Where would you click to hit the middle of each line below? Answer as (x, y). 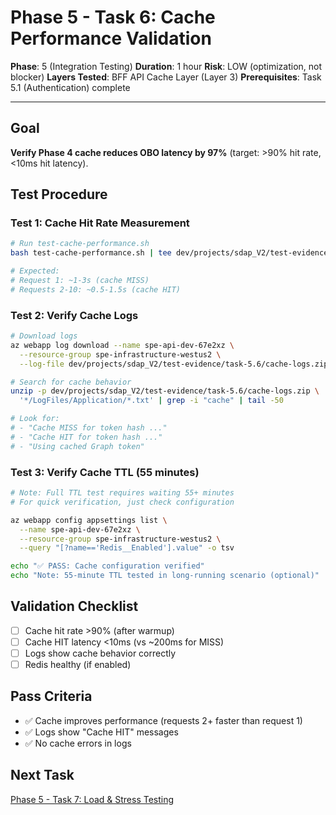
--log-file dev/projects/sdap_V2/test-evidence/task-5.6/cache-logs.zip (174, 364)
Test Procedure (59, 194)
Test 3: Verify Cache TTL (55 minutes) (105, 472)
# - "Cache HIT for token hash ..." (86, 437)
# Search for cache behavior (71, 382)
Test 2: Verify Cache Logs (74, 315)
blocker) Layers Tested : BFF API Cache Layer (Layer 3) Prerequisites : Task (166, 77)
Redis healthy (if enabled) (78, 665)
